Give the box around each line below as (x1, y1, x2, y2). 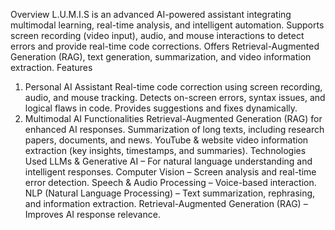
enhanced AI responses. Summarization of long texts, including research (24, 124, 325, 135)
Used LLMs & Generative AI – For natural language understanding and (24, 155, 313, 167)
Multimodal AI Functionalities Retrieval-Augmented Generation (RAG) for (24, 113, 323, 124)
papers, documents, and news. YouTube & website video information (24, 134, 309, 146)
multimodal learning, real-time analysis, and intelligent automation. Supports (10, 19, 325, 31)
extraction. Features (10, 62, 93, 73)
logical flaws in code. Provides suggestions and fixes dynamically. (24, 102, 298, 114)
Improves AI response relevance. (24, 209, 161, 220)
